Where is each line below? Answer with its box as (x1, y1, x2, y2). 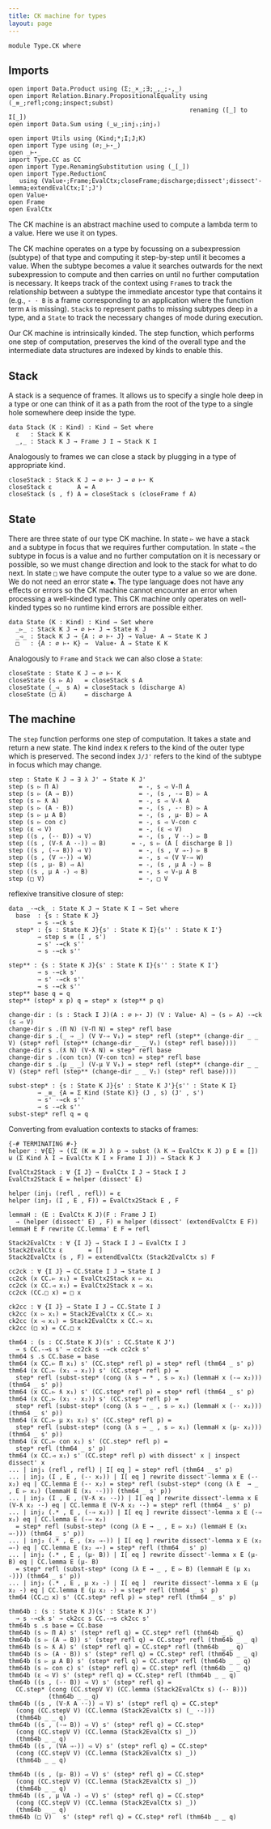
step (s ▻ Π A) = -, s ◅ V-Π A (8, 782, 190, 790)
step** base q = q (8, 989, 70, 997)
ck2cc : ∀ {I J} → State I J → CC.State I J (8, 1303, 161, 1311)
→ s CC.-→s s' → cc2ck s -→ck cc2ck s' (15, 1345, 150, 1353)
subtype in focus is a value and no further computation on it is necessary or (8, 551, 261, 560)
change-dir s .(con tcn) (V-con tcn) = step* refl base (8, 1053, 201, 1061)
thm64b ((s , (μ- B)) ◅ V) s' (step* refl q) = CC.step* (8, 1770, 205, 1778)
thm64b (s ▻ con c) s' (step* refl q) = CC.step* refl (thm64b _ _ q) (8, 1664, 252, 1672)
